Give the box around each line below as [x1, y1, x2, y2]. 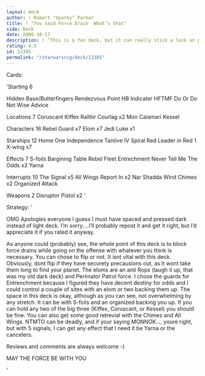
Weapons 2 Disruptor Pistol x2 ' [6, 192, 86, 199]
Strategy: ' [6, 203, 32, 211]
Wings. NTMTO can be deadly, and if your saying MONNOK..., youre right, [6, 318, 193, 325]
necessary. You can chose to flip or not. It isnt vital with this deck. [6, 253, 172, 260]
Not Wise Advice [6, 101, 49, 109]
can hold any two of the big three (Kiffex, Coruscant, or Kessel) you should [6, 305, 194, 312]
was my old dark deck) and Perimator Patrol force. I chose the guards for [6, 272, 190, 280]
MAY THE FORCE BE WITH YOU [6, 355, 87, 362]
